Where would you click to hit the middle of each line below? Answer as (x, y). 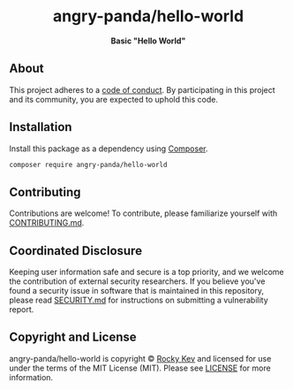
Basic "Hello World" (148, 41)
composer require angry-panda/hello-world (88, 164)
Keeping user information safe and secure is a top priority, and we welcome (146, 272)
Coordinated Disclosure (76, 251)
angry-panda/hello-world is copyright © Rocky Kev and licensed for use (140, 358)
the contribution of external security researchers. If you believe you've (137, 281)
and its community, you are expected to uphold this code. (114, 99)
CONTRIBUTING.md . (47, 223)
